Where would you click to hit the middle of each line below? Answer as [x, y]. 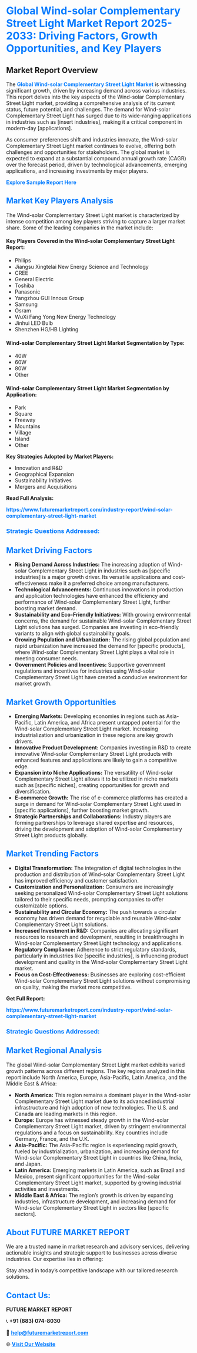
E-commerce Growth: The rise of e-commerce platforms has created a [101, 798]
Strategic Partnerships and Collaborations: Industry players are [93, 816]
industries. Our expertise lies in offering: [55, 1259]
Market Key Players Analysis [60, 201]
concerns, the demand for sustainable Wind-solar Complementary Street [103, 621]
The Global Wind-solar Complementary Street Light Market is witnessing [96, 84]
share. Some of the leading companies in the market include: [80, 228]
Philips [23, 261]
